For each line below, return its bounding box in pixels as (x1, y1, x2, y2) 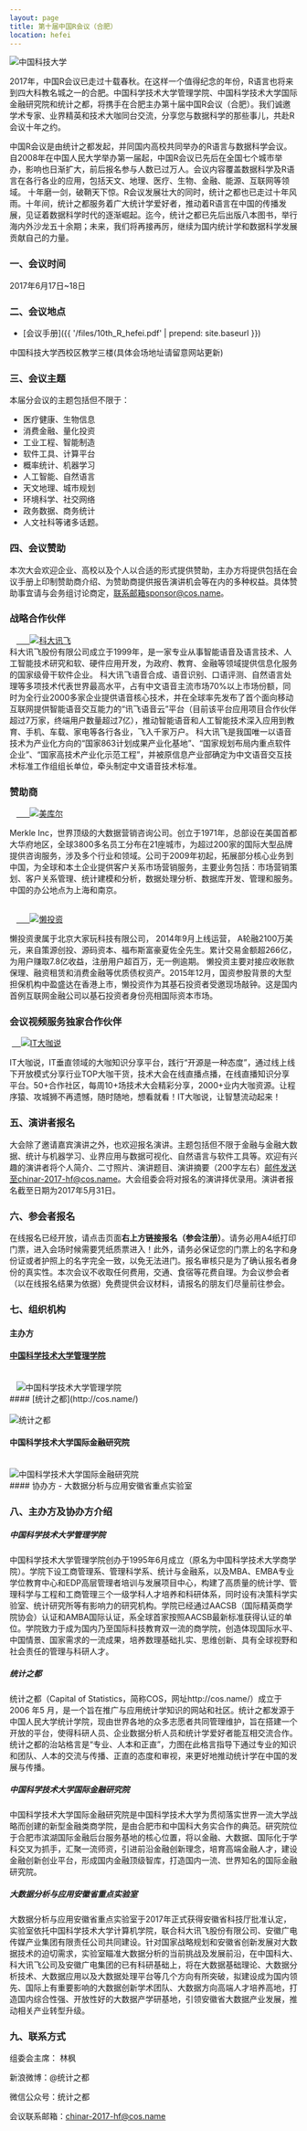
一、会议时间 (9, 258, 67, 270)
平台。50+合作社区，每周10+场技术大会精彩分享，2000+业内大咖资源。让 (9, 1080, 288, 1091)
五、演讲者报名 (9, 1117, 76, 1129)
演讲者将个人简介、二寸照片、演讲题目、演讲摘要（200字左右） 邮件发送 (25, 1161, 297, 1172)
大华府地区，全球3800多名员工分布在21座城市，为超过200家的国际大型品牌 (9, 839, 293, 850)
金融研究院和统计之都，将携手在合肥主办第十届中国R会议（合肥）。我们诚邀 (9, 99, 291, 110)
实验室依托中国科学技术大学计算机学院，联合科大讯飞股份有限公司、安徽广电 (9, 1924, 298, 1935)
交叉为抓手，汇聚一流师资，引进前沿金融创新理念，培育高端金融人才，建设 (16, 1843, 298, 1854)
